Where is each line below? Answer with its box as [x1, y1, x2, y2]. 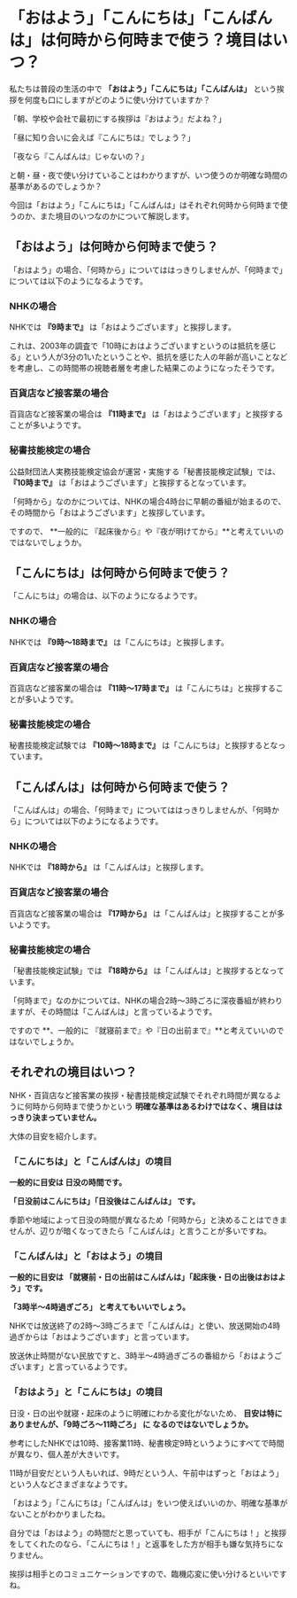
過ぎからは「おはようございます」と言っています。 [9, 1331, 194, 1343]
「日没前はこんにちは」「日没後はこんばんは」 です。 [9, 1196, 201, 1206]
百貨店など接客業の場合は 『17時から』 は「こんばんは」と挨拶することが [9, 908, 278, 918]
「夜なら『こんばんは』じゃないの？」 [9, 151, 148, 161]
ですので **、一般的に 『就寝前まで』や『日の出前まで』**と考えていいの [9, 1025, 277, 1036]
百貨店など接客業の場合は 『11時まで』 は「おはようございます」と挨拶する [9, 409, 284, 419]
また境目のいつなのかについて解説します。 [39, 210, 194, 222]
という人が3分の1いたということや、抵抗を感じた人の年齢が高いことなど [24, 352, 288, 362]
